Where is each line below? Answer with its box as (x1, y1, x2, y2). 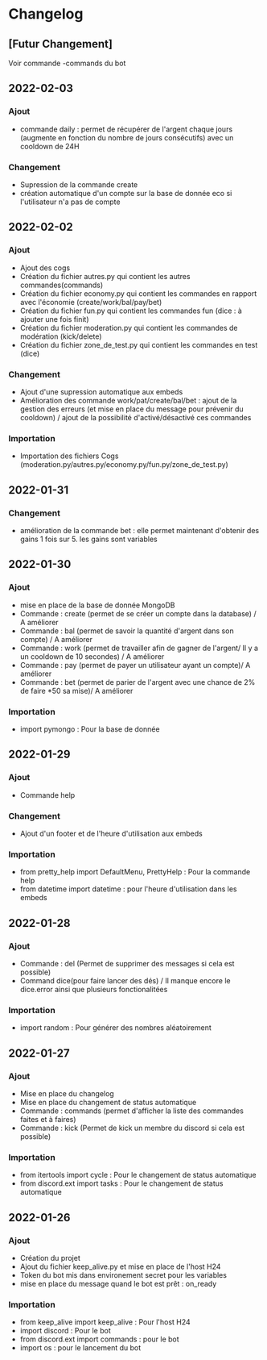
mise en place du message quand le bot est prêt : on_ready (19, 1279, 217, 1288)
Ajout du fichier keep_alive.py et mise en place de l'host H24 (19, 1262, 221, 1271)
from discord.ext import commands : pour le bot (19, 1334, 179, 1344)
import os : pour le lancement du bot (19, 1343, 142, 1353)
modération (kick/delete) (19, 332, 102, 341)
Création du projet (19, 1253, 80, 1262)
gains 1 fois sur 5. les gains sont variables (19, 534, 158, 544)
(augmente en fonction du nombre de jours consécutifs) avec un (19, 132, 234, 142)
